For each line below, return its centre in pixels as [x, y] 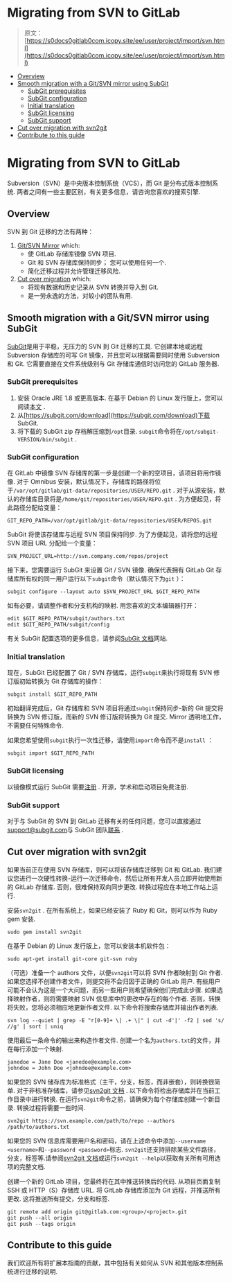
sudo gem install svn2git [44, 932]
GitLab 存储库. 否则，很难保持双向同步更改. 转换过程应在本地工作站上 [114, 887]
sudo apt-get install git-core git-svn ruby [72, 959]
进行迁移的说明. [35, 1271]
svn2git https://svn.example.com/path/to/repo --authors [91, 1121]
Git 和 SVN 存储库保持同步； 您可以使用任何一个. [97, 262]
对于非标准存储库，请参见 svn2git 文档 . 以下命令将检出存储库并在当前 [115, 1090]
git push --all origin [40, 1218]
